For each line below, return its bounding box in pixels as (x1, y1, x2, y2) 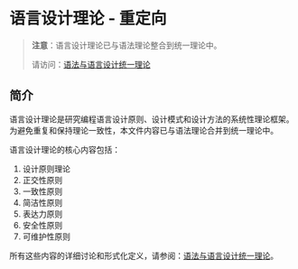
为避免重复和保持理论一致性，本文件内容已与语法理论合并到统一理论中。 (9, 125, 278, 135)
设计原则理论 (22, 163, 70, 174)
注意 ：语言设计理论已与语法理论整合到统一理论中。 (31, 40, 222, 51)
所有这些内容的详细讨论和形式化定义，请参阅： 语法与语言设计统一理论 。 (9, 250, 278, 261)
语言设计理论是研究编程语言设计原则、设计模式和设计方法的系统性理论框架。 (9, 114, 294, 125)
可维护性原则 (22, 231, 70, 242)
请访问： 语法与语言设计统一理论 (31, 59, 151, 70)
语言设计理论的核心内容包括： (9, 144, 120, 154)
